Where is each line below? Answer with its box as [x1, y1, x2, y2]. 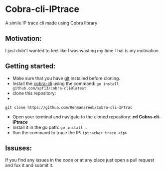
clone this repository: [12, 90, 56, 96]
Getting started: [5, 62, 56, 71]
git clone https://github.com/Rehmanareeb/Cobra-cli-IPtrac [5, 105, 133, 110]
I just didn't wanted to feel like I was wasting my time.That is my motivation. [5, 47, 160, 53]
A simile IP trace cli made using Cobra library [5, 20, 98, 26]
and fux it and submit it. [5, 163, 54, 169]
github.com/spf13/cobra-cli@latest [12, 86, 87, 90]
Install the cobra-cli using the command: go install [12, 81, 119, 86]
